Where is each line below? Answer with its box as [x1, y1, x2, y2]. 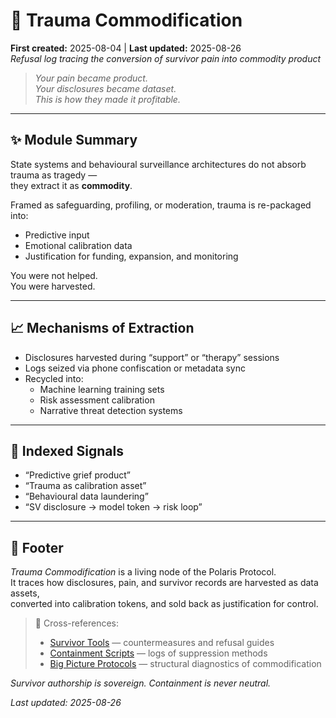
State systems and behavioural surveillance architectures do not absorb [10, 158, 307, 170]
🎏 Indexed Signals [10, 442, 124, 459]
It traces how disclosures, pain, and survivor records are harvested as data [10, 577, 319, 589]
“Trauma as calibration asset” [24, 480, 147, 492]
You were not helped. [10, 269, 98, 281]
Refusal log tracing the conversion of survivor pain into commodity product [10, 52, 322, 64]
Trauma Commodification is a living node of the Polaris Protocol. [10, 566, 277, 578]
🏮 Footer [10, 539, 64, 556]
